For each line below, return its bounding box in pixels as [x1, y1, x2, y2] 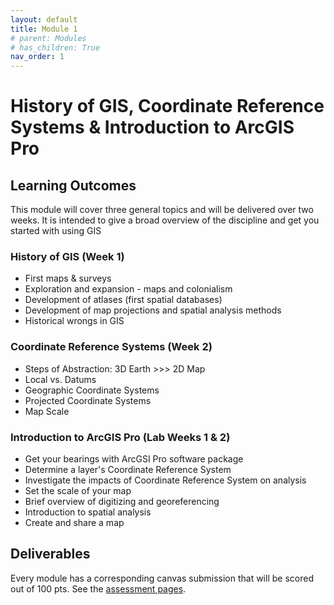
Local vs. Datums [24, 373, 97, 385]
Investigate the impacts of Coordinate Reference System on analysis [24, 474, 307, 486]
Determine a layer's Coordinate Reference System [24, 464, 232, 476]
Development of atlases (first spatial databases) [24, 294, 223, 306]
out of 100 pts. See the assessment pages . [10, 582, 187, 595]
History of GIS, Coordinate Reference [10, 95, 325, 118]
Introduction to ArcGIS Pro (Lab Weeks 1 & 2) [10, 430, 231, 444]
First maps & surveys [24, 272, 112, 285]
